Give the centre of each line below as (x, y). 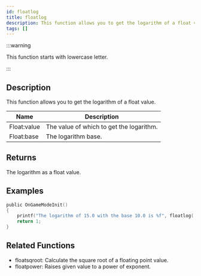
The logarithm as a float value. (44, 172)
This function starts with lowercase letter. (57, 57)
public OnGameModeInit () (37, 205)
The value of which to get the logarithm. (102, 127)
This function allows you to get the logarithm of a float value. (81, 102)
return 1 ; (29, 222)
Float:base (24, 137)
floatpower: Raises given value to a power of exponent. (83, 266)
